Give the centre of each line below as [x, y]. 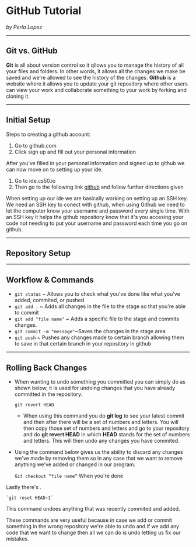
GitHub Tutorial [44, 11]
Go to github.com [35, 145]
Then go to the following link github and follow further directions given [99, 187]
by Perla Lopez [24, 27]
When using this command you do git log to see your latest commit [104, 416]
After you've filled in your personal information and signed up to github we [95, 163]
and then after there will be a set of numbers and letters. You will [101, 422]
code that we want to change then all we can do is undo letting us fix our [93, 532]
